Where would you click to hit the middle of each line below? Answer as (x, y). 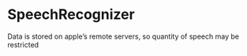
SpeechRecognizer (71, 15)
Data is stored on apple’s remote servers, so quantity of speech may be (123, 36)
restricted (23, 44)
